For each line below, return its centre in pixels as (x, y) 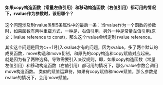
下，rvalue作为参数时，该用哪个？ (39, 13)
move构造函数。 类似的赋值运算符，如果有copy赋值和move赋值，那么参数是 (81, 71)
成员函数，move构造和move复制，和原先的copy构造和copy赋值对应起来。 (79, 54)
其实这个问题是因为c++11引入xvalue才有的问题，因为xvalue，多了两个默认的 (81, 47)
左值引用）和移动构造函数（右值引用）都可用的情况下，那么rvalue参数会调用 (81, 66)
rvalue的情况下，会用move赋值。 (38, 78)
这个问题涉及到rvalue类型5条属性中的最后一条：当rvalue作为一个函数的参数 (81, 25)
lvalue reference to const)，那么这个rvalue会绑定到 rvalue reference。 (84, 37)
